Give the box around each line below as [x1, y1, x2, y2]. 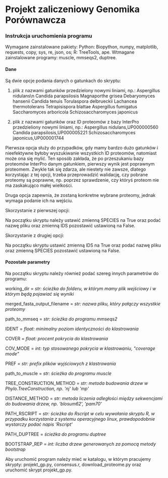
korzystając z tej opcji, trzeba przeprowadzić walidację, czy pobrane [5, 171, 148, 178]
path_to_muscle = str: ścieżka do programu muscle [5, 370, 112, 376]
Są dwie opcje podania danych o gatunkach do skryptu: [5, 77, 121, 84]
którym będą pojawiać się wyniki [5, 291, 74, 297]
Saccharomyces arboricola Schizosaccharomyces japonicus [12, 109, 138, 115]
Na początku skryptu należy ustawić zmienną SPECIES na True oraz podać [5, 217, 161, 223]
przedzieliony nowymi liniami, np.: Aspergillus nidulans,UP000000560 [12, 124, 159, 130]
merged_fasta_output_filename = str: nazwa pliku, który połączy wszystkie [5, 300, 160, 307]
